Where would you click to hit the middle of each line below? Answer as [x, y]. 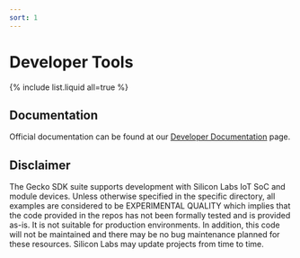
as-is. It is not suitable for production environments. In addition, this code [145, 225]
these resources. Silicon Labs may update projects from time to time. [137, 245]
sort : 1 [24, 18]
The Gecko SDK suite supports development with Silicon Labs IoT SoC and [147, 187]
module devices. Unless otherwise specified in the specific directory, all [142, 196]
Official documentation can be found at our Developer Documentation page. [150, 137]
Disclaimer [40, 165]
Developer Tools [71, 62]
